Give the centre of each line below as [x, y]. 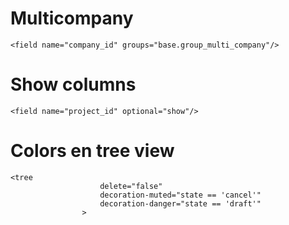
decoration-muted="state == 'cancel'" [180, 195]
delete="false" [131, 186]
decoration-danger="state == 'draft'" [180, 203]
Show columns [73, 84]
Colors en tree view [92, 151]
